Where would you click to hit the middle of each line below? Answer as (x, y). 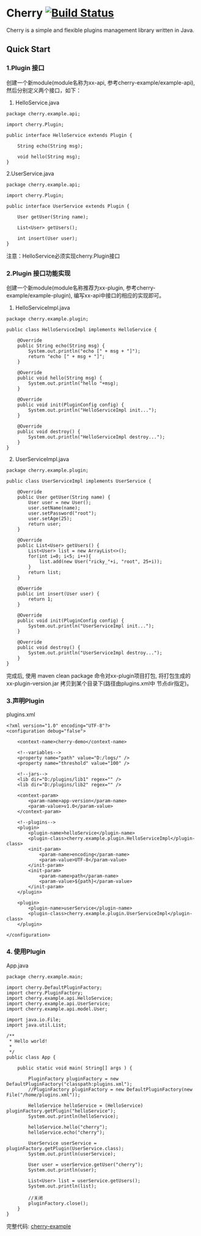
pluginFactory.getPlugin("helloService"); (61, 1111)
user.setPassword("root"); (63, 513)
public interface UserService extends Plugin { (68, 206)
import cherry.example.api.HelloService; (60, 998)
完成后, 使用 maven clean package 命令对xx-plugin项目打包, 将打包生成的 (99, 675)
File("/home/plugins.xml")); (43, 1095)
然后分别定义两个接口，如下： (44, 90)
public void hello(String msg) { (60, 378)
